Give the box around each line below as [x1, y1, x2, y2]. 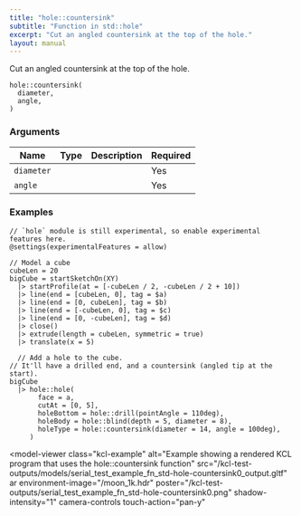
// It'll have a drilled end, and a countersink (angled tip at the [9, 361, 273, 370]
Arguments [9, 126, 61, 139]
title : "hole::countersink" [9, 13, 116, 23]
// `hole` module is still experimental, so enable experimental [9, 226, 260, 235]
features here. [9, 234, 67, 244]
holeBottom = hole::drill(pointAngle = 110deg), [37, 408, 224, 417]
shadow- [233, 486, 268, 498]
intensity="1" [9, 496, 57, 507]
